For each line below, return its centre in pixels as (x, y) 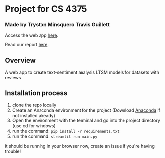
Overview (21, 60)
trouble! (13, 151)
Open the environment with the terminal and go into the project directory (86, 121)
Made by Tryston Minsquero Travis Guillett (57, 25)
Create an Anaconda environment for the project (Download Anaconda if (86, 110)
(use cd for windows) (34, 126)
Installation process (36, 93)
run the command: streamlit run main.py (55, 136)
